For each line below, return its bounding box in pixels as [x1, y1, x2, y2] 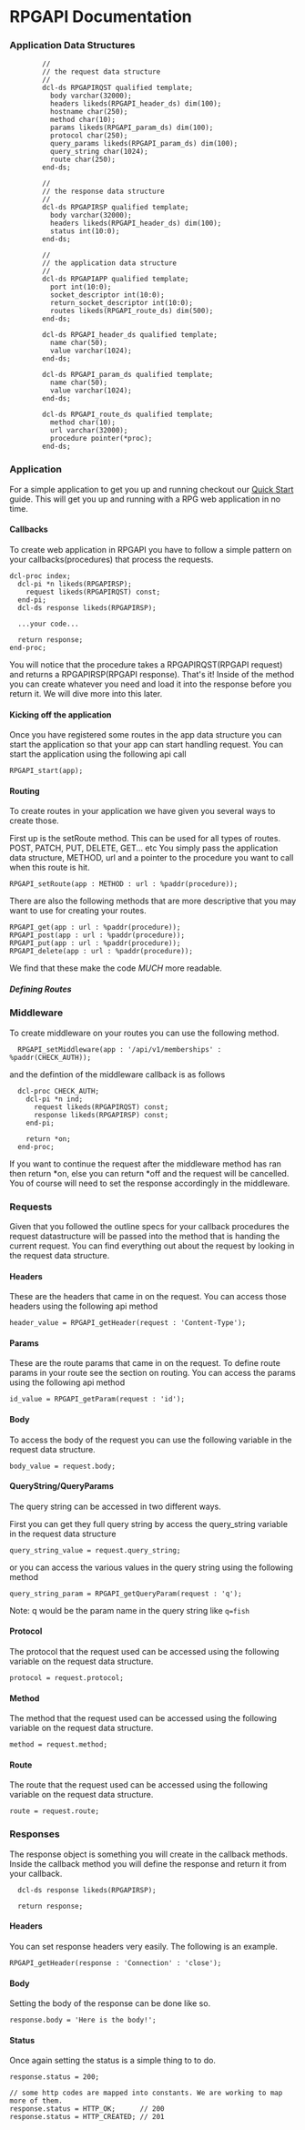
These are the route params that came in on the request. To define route [9, 1358, 280, 1369]
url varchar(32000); [49, 426, 128, 435]
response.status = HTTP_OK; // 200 [9, 2105, 166, 2114]
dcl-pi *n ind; [25, 1095, 84, 1104]
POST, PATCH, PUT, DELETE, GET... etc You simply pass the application [9, 842, 279, 853]
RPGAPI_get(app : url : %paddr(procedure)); [9, 922, 181, 933]
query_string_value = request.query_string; [9, 1545, 181, 1554]
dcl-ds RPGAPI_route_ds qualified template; [42, 410, 214, 420]
